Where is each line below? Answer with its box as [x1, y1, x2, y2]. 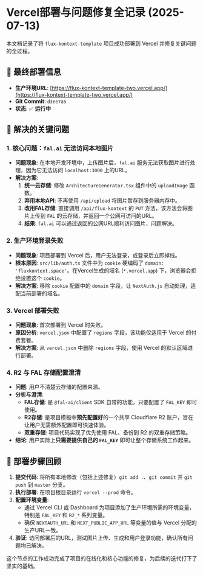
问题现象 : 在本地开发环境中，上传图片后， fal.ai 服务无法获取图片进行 [15, 159, 190, 166]
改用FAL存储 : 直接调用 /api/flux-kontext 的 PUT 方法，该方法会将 [24, 204, 188, 212]
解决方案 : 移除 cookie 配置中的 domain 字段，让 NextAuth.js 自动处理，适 [15, 282, 196, 289]
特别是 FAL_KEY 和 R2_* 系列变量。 [24, 512, 108, 519]
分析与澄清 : [15, 391, 44, 399]
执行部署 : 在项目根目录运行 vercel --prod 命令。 [15, 489, 136, 496]
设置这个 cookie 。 [20, 274, 65, 282]
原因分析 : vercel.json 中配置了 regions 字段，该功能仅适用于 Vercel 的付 [15, 329, 197, 336]
